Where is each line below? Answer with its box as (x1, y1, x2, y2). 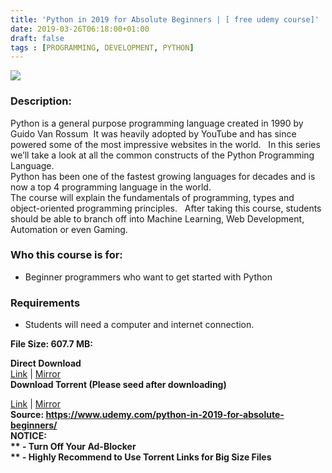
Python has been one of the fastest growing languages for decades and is (10, 170, 316, 182)
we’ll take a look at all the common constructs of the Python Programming (10, 149, 315, 161)
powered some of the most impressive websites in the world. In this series (10, 138, 321, 150)
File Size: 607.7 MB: (10, 338, 93, 350)
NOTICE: (10, 430, 47, 442)
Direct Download (10, 357, 82, 370)
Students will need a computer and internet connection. (24, 319, 255, 331)
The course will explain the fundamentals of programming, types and (10, 191, 295, 203)
